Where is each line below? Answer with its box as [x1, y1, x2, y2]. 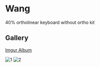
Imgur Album [5, 47, 32, 53]
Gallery [5, 34, 29, 42]
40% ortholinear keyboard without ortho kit [5, 19, 95, 25]
